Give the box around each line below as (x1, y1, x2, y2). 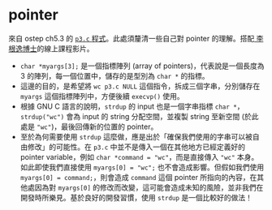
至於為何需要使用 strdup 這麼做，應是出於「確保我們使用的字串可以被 (19, 131, 253, 141)
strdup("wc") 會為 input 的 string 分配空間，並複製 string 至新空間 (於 (19, 111, 252, 121)
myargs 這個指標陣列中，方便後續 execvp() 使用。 (19, 91, 184, 101)
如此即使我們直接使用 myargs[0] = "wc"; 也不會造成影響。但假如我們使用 (19, 162, 265, 172)
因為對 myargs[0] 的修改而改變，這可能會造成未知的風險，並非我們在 (34, 182, 264, 192)
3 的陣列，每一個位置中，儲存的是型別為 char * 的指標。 (19, 71, 209, 80)
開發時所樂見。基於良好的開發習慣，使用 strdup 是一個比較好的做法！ (19, 192, 253, 202)
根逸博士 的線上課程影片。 (8, 43, 94, 54)
